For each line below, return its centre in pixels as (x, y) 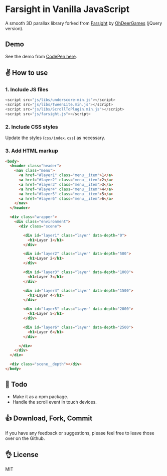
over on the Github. (25, 438)
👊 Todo (16, 384)
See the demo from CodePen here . (41, 56)
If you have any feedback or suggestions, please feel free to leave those (80, 433)
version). (14, 28)
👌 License (22, 455)
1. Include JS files (27, 90)
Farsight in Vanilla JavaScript (67, 9)
